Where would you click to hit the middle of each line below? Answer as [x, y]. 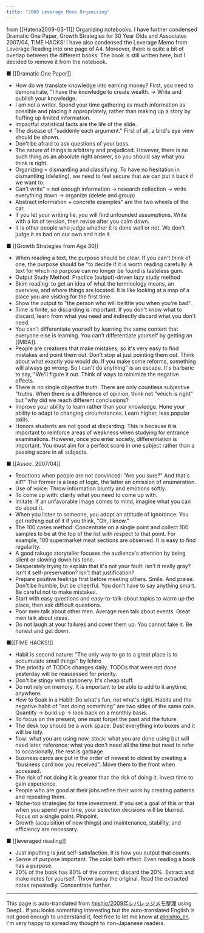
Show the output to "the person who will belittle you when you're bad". [104, 303]
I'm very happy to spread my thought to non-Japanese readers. [86, 923]
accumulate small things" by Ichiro [58, 661]
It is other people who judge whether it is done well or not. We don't [100, 227]
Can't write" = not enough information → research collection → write [101, 189]
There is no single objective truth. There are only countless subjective [102, 387]
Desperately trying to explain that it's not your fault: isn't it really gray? [103, 566]
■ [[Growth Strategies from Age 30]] [53, 246]
